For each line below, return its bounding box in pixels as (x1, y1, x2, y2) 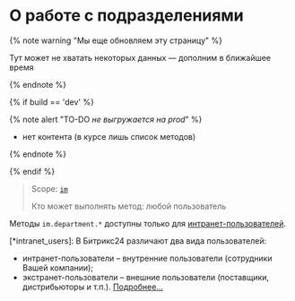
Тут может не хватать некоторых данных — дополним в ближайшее (9, 52, 272, 63)
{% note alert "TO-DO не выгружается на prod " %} (9, 114, 203, 125)
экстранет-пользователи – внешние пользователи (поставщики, (22, 271, 270, 282)
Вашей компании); (22, 262, 94, 273)
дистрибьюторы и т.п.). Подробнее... (22, 281, 164, 292)
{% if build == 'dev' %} (9, 96, 94, 107)
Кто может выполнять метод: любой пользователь (30, 201, 227, 211)
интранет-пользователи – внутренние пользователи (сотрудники (22, 253, 273, 263)
